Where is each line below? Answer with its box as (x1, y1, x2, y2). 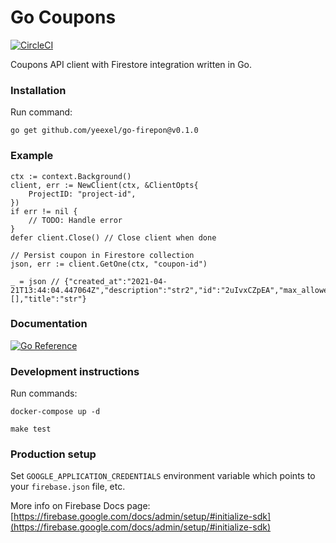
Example (10, 149, 54, 163)
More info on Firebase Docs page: (10, 500, 151, 512)
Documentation (10, 317, 88, 331)
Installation (10, 83, 67, 97)
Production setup (10, 447, 97, 461)
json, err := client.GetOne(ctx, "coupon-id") (10, 259, 208, 269)
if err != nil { (10, 206, 78, 216)
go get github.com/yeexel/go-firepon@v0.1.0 (10, 126, 199, 136)
